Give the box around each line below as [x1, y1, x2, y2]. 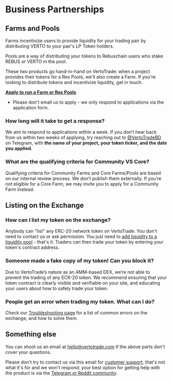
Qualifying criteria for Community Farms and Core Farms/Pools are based [5, 170, 161, 176]
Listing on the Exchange [5, 201, 84, 210]
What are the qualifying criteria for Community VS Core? [5, 158, 150, 165]
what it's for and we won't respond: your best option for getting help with [5, 364, 160, 370]
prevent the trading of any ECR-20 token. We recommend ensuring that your [5, 274, 167, 280]
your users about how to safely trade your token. [5, 285, 109, 291]
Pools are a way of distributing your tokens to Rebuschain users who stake [5, 53, 163, 59]
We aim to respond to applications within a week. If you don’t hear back [5, 129, 157, 135]
